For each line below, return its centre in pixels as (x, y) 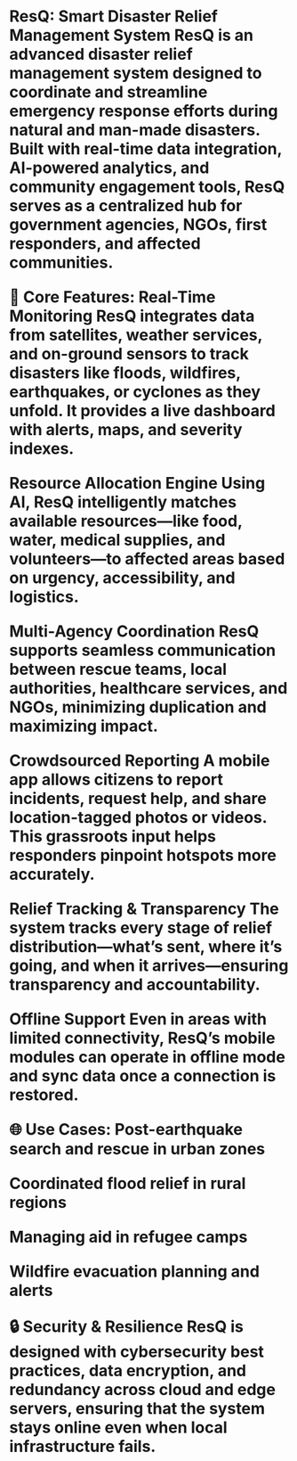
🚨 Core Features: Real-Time (112, 297)
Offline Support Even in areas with (138, 1019)
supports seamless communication (143, 650)
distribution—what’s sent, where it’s (146, 947)
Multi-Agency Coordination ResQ (134, 632)
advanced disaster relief (101, 54)
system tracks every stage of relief (141, 928)
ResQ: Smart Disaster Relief (113, 16)
